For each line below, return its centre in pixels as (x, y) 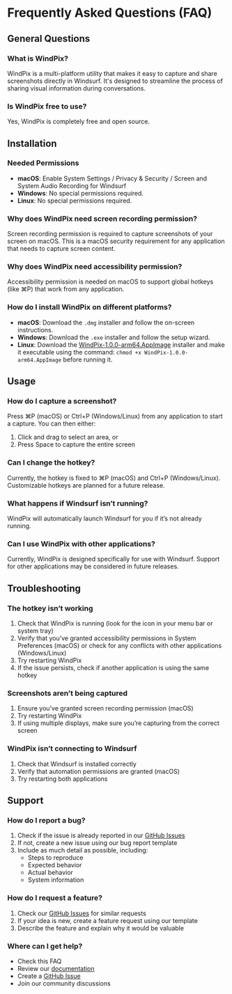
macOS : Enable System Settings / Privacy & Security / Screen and (112, 178)
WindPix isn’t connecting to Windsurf (72, 749)
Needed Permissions (43, 163)
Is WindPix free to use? (47, 106)
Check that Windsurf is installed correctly (77, 763)
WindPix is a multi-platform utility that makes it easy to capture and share (112, 73)
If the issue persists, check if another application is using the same (113, 668)
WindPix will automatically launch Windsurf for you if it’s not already (105, 519)
